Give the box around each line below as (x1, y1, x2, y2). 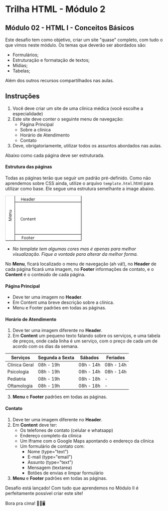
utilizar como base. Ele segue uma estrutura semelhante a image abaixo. (5, 186, 155, 192)
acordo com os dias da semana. (12, 344, 79, 350)
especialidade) (12, 110, 44, 116)
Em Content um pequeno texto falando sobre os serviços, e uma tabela (12, 332, 160, 339)
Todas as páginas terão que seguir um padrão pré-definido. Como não (5, 175, 151, 181)
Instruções (5, 92, 40, 101)
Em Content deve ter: (12, 422, 58, 428)
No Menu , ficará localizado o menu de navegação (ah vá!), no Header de (5, 261, 156, 267)
